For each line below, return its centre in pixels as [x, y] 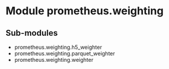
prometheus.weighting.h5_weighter [58, 47]
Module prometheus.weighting [84, 11]
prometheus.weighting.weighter [54, 60]
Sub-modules [32, 33]
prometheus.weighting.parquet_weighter [65, 54]
